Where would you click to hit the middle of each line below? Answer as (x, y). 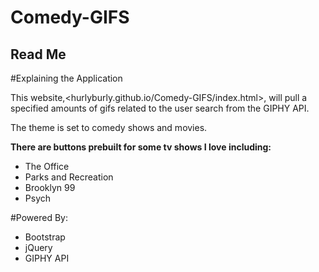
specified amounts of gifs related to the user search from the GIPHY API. (160, 108)
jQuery (38, 247)
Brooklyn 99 (50, 187)
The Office (47, 166)
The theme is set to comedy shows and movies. (109, 127)
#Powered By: (39, 217)
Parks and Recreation (69, 177)
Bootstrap (45, 237)
